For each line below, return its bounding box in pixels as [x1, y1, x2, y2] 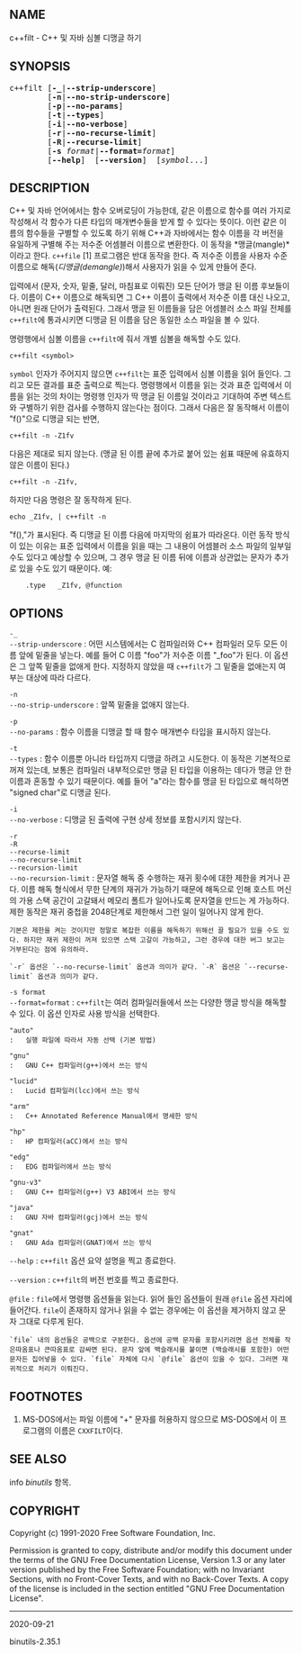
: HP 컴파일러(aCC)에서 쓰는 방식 [9, 1137, 128, 1146]
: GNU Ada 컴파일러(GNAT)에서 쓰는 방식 [9, 1238, 152, 1248]
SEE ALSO [9, 1451, 67, 1467]
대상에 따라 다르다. [25, 673, 92, 683]
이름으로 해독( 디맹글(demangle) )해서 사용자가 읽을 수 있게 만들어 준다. [9, 261, 257, 273]
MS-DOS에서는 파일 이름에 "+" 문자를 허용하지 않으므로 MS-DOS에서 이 [22, 1414, 278, 1425]
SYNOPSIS [9, 59, 71, 75]
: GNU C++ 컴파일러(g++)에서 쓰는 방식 [9, 1062, 148, 1071]
